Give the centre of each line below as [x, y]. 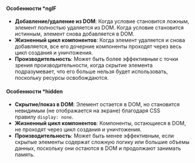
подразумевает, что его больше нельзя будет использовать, [91, 71]
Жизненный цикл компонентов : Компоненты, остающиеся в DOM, [100, 123]
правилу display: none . [44, 117]
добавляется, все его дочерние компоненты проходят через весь [98, 47]
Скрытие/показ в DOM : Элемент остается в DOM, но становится [97, 105]
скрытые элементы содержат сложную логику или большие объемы [102, 142]
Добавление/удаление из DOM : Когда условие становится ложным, [102, 21]
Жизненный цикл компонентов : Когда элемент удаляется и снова [100, 40]
